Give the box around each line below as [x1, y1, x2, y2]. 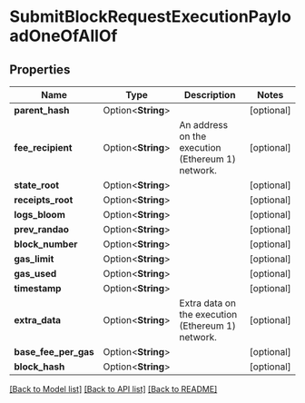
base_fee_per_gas [14, 346, 94, 358]
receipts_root [14, 193, 74, 206]
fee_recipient [14, 142, 73, 153]
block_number [14, 238, 78, 251]
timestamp [14, 282, 62, 294]
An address [179, 119, 229, 131]
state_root [14, 179, 60, 192]
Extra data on [179, 297, 236, 310]
